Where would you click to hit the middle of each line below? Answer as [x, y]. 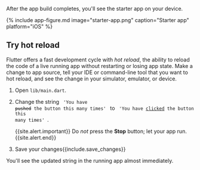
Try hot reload [33, 45]
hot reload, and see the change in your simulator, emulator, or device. [92, 78]
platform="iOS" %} [30, 27]
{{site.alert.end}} [36, 137]
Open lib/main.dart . [41, 90]
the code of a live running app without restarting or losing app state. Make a [99, 66]
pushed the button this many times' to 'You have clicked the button [104, 108]
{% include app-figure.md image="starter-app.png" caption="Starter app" [98, 20]
